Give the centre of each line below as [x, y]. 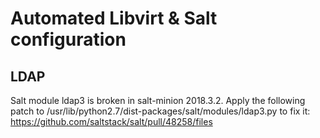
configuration [68, 39]
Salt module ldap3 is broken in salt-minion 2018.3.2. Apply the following [158, 100]
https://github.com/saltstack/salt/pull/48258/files [111, 121]
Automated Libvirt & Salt [114, 18]
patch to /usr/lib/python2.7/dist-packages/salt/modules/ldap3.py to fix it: [160, 111]
